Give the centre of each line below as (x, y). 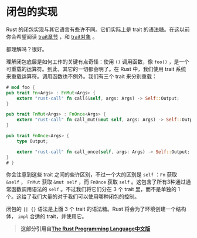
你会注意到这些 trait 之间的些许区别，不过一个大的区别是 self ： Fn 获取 (92, 175)
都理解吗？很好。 (27, 49)
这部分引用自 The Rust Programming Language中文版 (85, 229)
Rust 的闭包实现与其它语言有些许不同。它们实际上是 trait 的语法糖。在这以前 (98, 29)
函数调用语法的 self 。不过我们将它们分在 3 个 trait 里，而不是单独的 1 (96, 189)
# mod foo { (21, 87)
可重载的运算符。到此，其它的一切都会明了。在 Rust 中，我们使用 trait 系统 (96, 69)
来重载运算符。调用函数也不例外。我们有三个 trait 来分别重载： (81, 76)
